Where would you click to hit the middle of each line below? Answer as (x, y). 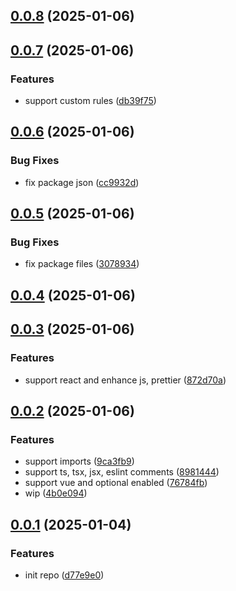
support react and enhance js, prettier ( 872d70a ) (125, 380)
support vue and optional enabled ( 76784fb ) (116, 483)
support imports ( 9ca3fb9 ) (79, 461)
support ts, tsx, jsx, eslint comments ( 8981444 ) (122, 472)
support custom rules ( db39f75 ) (90, 101)
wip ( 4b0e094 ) (56, 493)
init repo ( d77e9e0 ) (64, 575)
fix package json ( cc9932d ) (82, 182)
